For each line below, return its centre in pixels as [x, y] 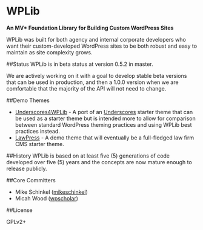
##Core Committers [31, 180]
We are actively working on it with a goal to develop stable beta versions [97, 75]
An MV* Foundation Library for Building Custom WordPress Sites [90, 28]
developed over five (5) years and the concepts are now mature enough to [99, 162]
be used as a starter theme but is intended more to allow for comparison [105, 118]
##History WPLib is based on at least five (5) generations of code [88, 156]
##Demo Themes [28, 100]
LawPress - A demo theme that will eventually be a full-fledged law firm [105, 138]
